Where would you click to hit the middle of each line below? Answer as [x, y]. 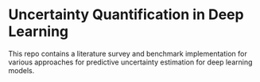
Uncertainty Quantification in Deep [126, 15]
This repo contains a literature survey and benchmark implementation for [128, 53]
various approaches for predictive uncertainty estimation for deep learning [130, 62]
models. [21, 70]
